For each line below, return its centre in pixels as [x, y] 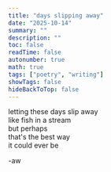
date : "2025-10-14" [40, 23]
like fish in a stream [40, 120]
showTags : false [35, 82]
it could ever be [33, 145]
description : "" [35, 38]
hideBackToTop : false [44, 89]
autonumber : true [37, 60]
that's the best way [39, 137]
